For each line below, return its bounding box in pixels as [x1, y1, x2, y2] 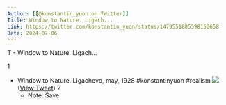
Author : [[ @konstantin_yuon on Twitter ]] [7, 10, 129, 17]
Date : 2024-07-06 [7, 29, 58, 37]
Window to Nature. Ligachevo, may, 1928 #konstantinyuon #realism [17, 76, 211, 85]
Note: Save [27, 91, 60, 99]
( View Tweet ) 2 [17, 84, 61, 92]
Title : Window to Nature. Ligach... [7, 17, 113, 24]
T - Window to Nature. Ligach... [7, 49, 97, 57]
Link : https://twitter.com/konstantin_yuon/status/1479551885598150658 [7, 23, 219, 30]
